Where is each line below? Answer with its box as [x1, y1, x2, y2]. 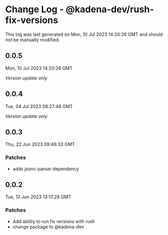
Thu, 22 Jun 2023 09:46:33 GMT [5, 141, 75, 147]
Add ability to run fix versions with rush [12, 218, 95, 224]
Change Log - [5, 4, 64, 15]
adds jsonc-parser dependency [12, 166, 79, 172]
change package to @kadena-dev [12, 223, 85, 230]
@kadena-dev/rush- [65, 4, 154, 15]
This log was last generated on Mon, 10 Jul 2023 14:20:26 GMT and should [5, 31, 163, 37]
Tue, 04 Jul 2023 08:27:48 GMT [5, 103, 73, 109]
